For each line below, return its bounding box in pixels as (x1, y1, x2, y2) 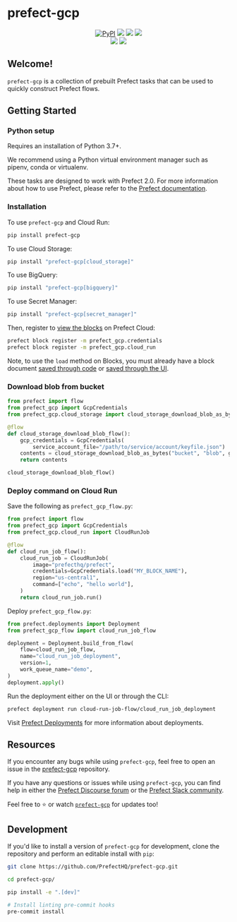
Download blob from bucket (7, 381, 104, 391)
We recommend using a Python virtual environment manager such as (7, 155, 208, 164)
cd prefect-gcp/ (7, 876, 55, 883)
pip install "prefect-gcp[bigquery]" (7, 285, 119, 292)
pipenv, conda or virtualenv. (7, 163, 88, 172)
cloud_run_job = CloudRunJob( (20, 554, 109, 562)
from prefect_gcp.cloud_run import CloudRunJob (7, 529, 150, 536)
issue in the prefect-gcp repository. (7, 765, 111, 774)
